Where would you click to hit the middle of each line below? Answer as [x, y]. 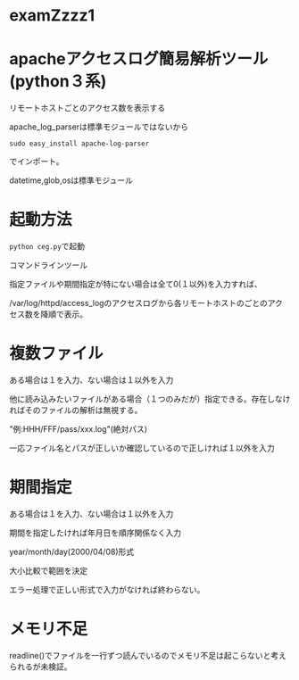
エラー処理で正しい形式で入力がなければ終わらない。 [107, 589]
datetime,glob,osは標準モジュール [71, 180]
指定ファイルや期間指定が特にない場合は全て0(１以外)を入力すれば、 [136, 284]
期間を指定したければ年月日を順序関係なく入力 [95, 533]
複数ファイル [57, 354]
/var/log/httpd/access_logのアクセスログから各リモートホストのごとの [138, 303]
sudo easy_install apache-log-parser [79, 144]
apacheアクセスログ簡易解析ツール [139, 59]
